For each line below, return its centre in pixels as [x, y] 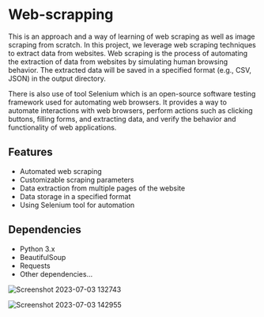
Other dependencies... [56, 274]
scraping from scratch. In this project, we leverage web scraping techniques [132, 44]
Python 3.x [37, 249]
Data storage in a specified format [75, 196]
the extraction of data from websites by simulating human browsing [118, 62]
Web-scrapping [61, 15]
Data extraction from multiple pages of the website [102, 188]
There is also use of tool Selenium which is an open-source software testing [132, 93]
